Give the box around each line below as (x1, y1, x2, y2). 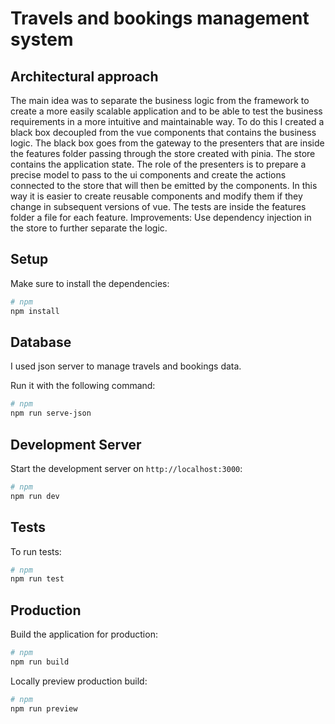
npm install (10, 306, 60, 316)
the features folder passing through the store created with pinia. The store (10, 148, 316, 159)
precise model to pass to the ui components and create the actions (10, 169, 287, 181)
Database (10, 333, 72, 351)
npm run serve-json (10, 408, 92, 419)
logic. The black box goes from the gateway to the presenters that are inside (10, 137, 325, 149)
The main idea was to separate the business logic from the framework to (10, 95, 310, 106)
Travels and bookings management (10, 7, 310, 30)
